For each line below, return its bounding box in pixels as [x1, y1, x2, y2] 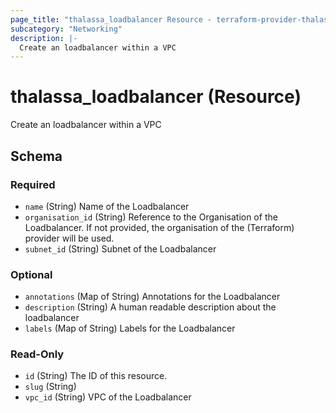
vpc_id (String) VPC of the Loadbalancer [24, 391, 192, 403]
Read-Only [10, 347, 65, 361]
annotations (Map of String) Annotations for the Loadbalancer [24, 291, 281, 303]
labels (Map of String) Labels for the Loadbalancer [24, 322, 236, 335]
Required [10, 177, 56, 191]
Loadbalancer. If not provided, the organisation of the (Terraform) [24, 221, 295, 233]
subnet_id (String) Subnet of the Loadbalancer [24, 242, 217, 255]
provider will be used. [24, 232, 115, 244]
